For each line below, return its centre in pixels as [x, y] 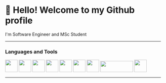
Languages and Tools [31, 51]
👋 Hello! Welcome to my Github [70, 10]
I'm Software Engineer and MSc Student [46, 34]
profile [19, 21]
